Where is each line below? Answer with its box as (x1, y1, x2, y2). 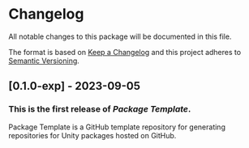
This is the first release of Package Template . (8, 104, 191, 115)
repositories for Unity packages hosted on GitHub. (8, 130, 177, 140)
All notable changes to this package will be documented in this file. (8, 32, 232, 41)
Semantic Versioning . (8, 56, 79, 66)
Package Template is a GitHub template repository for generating (8, 122, 225, 132)
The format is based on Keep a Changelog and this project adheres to (8, 47, 242, 57)
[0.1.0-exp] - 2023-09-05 (8, 79, 140, 93)
